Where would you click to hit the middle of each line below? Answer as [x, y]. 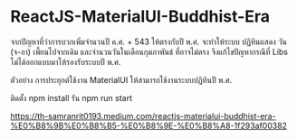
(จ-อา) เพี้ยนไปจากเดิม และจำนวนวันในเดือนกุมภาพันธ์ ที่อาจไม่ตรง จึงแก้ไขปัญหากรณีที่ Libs [149, 51]
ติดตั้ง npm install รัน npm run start [72, 97]
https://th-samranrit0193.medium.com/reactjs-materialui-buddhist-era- [143, 116]
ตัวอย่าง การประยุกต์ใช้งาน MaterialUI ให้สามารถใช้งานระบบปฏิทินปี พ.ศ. [121, 79]
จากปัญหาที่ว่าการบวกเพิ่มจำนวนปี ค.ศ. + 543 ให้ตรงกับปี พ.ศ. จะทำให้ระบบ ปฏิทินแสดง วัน [149, 42]
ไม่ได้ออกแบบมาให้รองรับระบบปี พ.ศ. [66, 61]
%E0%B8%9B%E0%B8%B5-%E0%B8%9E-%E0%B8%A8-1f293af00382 [149, 125]
